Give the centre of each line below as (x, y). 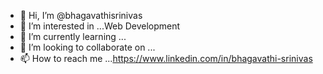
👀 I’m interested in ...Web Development (100, 26)
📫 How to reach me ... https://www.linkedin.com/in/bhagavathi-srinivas (166, 58)
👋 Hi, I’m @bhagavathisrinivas (81, 15)
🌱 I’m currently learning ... (73, 36)
